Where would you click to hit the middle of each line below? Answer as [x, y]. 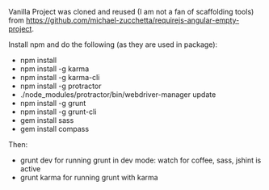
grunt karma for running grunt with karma [89, 177]
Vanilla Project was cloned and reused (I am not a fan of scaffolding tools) [131, 12]
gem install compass [55, 129]
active [30, 169]
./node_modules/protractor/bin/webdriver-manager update [118, 95]
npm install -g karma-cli [60, 77]
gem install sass [47, 120]
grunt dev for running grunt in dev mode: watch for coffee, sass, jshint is [141, 160]
